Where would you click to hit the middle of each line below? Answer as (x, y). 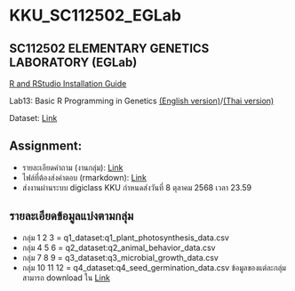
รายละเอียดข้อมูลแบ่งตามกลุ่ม (72, 216)
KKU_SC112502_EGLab (96, 16)
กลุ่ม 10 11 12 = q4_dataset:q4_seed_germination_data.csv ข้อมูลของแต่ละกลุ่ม (154, 267)
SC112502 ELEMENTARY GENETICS (109, 48)
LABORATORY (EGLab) (73, 62)
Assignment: (46, 146)
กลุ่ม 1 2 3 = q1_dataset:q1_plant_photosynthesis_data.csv (125, 238)
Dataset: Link (33, 118)
